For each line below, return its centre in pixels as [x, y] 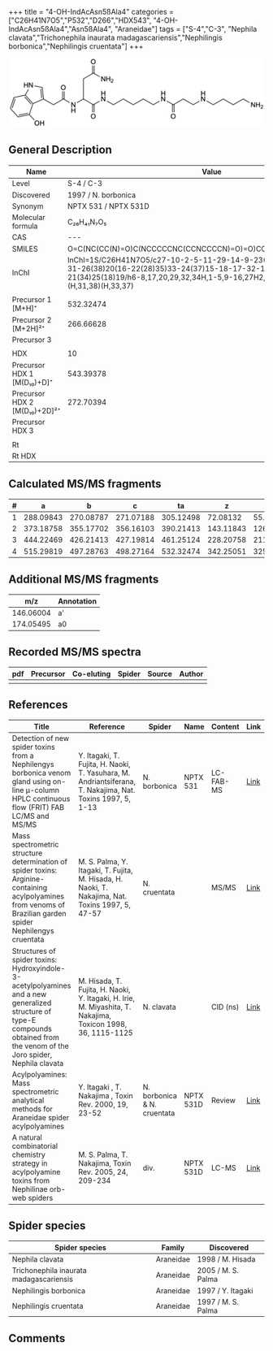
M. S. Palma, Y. [103, 862]
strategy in [30, 1163]
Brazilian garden [39, 914]
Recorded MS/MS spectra [75, 652]
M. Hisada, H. [101, 879]
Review [223, 1100]
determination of [39, 862]
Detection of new [41, 738]
